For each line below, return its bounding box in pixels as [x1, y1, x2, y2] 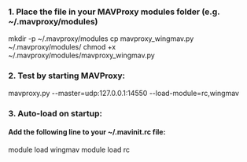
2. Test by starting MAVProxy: [8, 70, 126, 81]
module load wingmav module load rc [8, 145, 131, 154]
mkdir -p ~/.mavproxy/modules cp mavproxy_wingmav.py [8, 34, 194, 43]
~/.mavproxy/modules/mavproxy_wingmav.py [8, 50, 155, 61]
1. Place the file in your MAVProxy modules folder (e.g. [8, 6, 220, 17]
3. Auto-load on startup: [8, 108, 103, 119]
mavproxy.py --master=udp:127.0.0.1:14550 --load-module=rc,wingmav [8, 88, 240, 98]
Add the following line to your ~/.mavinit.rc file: [8, 127, 166, 137]
